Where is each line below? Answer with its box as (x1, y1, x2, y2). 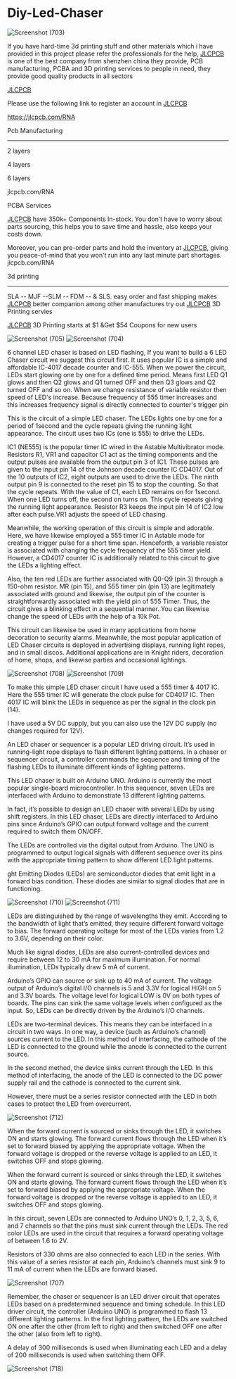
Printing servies (7, 307, 53, 315)
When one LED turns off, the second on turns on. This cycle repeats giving (7, 495, 223, 503)
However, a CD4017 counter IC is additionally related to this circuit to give (7, 553, 220, 562)
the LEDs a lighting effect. (7, 561, 82, 569)
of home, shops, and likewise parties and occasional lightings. (7, 655, 188, 664)
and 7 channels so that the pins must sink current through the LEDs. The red (7, 1221, 228, 1230)
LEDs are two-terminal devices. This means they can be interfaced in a (7, 1019, 213, 1028)
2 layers (7, 146, 30, 155)
